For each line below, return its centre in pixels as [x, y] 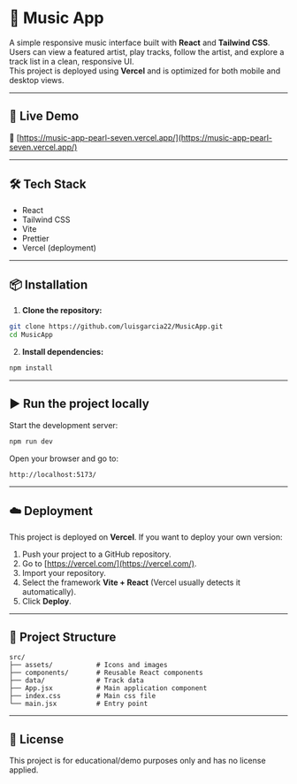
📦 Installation [49, 284]
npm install [31, 368]
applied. [24, 770]
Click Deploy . [47, 601]
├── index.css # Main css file [83, 696]
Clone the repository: [62, 311]
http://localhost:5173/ [53, 474]
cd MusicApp [31, 335]
